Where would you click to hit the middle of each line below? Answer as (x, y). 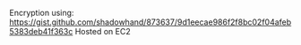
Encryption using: (42, 13)
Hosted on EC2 (103, 31)
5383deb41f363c (41, 31)
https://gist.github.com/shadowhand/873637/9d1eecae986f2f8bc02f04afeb (150, 22)
